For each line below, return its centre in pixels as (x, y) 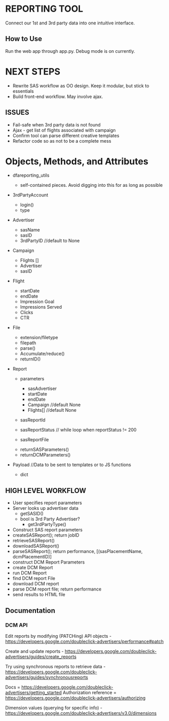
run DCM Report (30, 573)
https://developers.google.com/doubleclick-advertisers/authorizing (75, 698)
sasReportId (33, 420)
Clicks (27, 312)
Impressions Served (41, 307)
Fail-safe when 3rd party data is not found (57, 124)
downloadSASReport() (36, 546)
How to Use (24, 39)
